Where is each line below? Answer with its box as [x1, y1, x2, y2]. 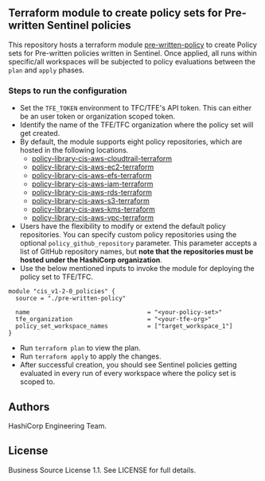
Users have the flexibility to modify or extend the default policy [19, 222, 227, 231]
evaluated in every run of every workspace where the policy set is [19, 369, 236, 378]
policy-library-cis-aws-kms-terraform [31, 204, 155, 214]
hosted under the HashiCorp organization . [19, 255, 163, 265]
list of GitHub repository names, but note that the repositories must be [19, 246, 254, 257]
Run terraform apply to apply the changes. [19, 351, 162, 361]
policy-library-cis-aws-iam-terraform [31, 179, 154, 189]
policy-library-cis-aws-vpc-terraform [31, 213, 154, 223]
